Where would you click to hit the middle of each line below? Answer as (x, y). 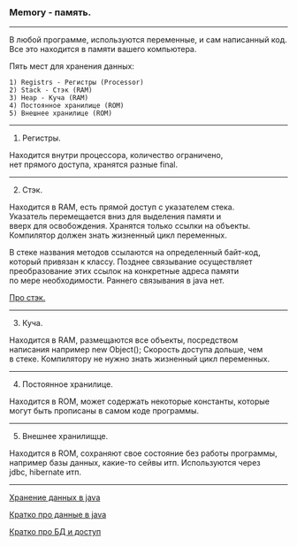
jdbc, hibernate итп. (46, 472)
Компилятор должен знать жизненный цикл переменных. (118, 235)
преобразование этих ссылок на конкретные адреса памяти (124, 271)
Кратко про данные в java (58, 515)
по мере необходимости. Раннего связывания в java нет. (117, 281)
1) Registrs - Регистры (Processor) (76, 83)
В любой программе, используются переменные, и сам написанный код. (148, 40)
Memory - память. (50, 12)
